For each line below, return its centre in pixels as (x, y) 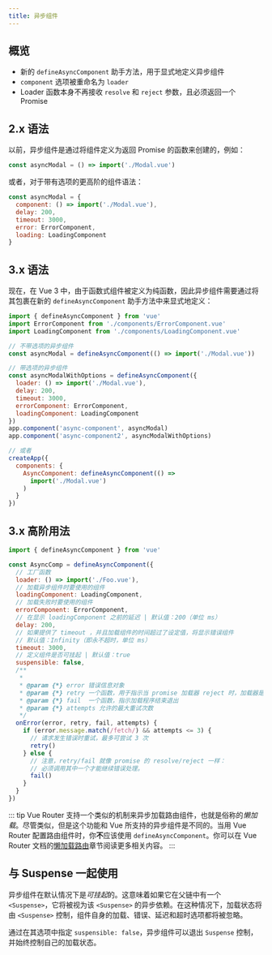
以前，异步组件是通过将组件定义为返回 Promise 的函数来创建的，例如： (127, 150)
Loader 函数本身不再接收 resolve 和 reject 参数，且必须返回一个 (128, 92)
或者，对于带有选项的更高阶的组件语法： (76, 182)
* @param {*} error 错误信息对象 (72, 685)
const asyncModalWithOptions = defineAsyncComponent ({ (103, 376)
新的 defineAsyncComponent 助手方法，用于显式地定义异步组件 (122, 72)
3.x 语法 (29, 270)
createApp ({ (28, 458)
